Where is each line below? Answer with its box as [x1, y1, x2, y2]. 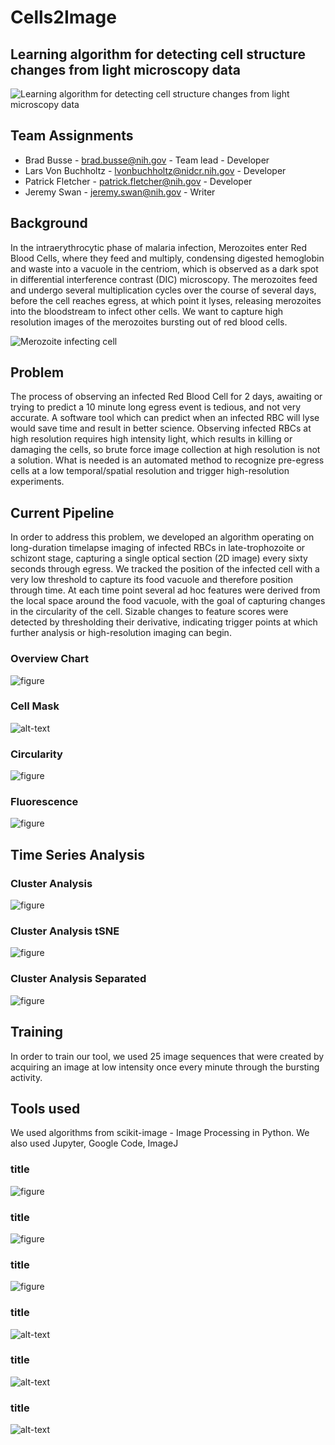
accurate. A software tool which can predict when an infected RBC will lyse [10, 412, 320, 424]
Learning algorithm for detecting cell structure [10, 46, 306, 63]
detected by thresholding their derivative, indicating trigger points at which [10, 616, 318, 628]
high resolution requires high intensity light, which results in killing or [10, 433, 293, 445]
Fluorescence [10, 795, 79, 809]
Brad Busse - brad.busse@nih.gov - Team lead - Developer [24, 154, 270, 166]
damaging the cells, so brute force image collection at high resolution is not [10, 444, 321, 456]
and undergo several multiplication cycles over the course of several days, [10, 284, 317, 296]
